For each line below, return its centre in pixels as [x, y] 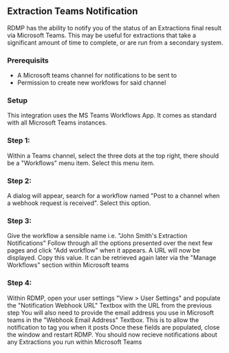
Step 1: [19, 140]
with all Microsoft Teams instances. [57, 122]
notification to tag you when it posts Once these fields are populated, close [113, 327]
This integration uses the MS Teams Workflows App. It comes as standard [112, 116]
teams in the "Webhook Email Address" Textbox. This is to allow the [103, 320]
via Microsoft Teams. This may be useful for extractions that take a [102, 35]
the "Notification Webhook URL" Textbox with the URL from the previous [109, 305]
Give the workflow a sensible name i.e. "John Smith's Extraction [97, 236]
